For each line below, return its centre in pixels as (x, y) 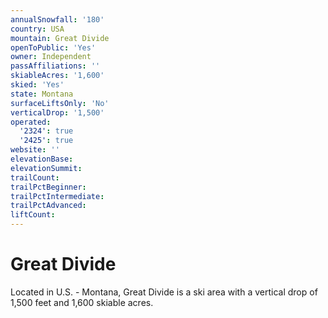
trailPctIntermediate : (57, 196)
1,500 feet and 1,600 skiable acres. (82, 302)
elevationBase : (42, 159)
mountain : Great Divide (60, 38)
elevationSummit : (46, 168)
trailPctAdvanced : (48, 206)
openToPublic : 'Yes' (53, 47)
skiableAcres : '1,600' (57, 76)
